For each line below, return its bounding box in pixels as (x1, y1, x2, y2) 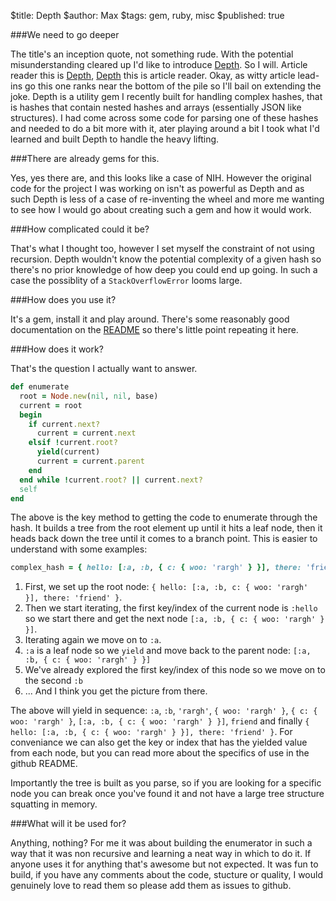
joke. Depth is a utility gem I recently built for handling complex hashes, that (10, 91, 323, 102)
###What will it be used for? (10, 818, 127, 830)
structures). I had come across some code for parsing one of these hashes (10, 112, 319, 124)
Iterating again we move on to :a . (24, 634, 162, 646)
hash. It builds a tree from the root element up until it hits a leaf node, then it (10, 522, 323, 534)
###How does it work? (10, 343, 104, 355)
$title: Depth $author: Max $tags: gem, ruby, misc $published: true (10, 10, 285, 21)
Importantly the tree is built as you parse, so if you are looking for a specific (10, 777, 322, 789)
